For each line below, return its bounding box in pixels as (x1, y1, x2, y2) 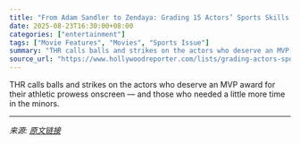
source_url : (9, 55, 54, 64)
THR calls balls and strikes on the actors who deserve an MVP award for (9, 80, 276, 89)
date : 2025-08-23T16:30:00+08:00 (9, 21, 134, 30)
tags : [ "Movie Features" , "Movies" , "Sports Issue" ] (9, 38, 210, 47)
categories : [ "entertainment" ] (9, 30, 126, 38)
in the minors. (9, 98, 60, 108)
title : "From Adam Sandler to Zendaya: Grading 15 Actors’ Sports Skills (9, 13, 290, 22)
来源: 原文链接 (9, 125, 61, 135)
